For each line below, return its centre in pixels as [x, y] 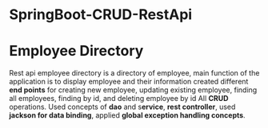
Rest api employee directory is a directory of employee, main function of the [134, 73]
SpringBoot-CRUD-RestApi [101, 15]
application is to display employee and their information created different [129, 82]
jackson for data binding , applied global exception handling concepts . [128, 115]
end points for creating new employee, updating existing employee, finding [133, 90]
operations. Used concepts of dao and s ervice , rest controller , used [122, 107]
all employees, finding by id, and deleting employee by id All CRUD [119, 99]
